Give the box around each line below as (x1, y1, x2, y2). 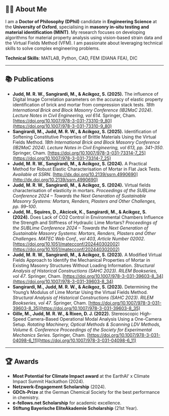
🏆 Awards (5, 358, 39, 366)
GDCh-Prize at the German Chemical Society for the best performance (12, 389, 160, 395)
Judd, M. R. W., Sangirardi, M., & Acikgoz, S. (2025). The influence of (12, 91, 158, 97)
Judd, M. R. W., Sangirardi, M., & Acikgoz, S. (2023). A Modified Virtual (12, 252, 162, 258)
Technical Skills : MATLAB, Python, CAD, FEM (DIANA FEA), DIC (5, 55, 138, 61)
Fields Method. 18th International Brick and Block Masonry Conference (12, 139, 160, 145)
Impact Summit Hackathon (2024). (12, 379, 84, 385)
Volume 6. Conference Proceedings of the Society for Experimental (12, 326, 152, 333)
